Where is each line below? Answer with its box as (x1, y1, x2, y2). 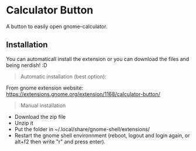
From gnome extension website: (6, 84, 84, 91)
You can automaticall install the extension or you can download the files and (6, 55, 190, 62)
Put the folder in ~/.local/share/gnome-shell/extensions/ (14, 125, 150, 132)
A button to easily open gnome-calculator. (6, 23, 108, 30)
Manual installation (20, 102, 66, 109)
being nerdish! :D (6, 61, 48, 68)
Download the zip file (14, 113, 66, 120)
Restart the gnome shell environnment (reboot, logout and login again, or (14, 132, 190, 139)
